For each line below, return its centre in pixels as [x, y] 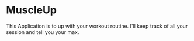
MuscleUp [32, 10]
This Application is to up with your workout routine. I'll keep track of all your [97, 26]
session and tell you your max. [43, 32]
